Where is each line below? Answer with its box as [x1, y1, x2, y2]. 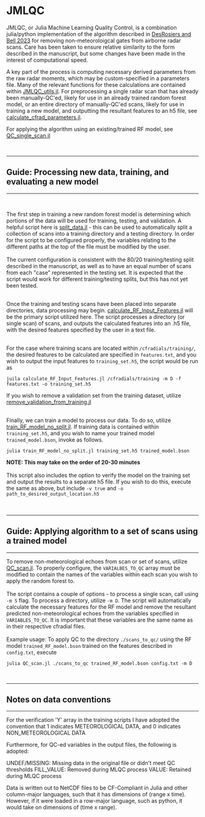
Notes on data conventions [6, 694, 111, 705]
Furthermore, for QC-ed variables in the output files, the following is [6, 741, 177, 749]
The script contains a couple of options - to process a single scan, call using [6, 590, 199, 597]
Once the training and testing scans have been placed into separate [6, 300, 177, 307]
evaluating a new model [6, 176, 99, 187]
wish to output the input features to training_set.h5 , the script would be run [6, 357, 198, 365]
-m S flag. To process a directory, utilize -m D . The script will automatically [6, 597, 192, 604]
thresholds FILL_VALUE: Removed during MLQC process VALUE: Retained [6, 766, 192, 773]
